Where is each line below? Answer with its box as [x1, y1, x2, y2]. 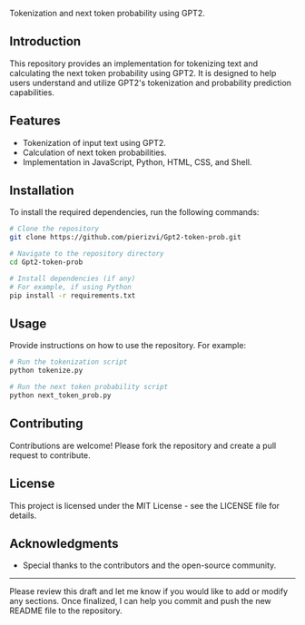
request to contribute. [9, 449, 91, 461]
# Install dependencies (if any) [9, 274, 136, 283]
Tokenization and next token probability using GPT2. [9, 8, 206, 18]
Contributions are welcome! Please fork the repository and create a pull [9, 440, 277, 451]
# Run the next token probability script [9, 383, 169, 392]
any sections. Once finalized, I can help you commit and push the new [9, 596, 272, 607]
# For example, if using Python [9, 282, 132, 291]
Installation [9, 183, 74, 199]
